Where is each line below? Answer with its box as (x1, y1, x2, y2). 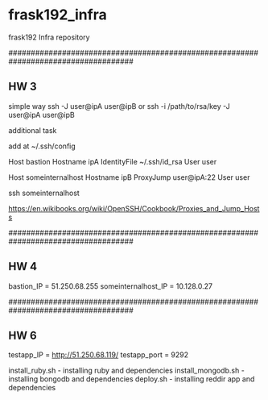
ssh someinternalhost (8, 188, 80, 198)
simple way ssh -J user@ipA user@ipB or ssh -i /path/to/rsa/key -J (8, 101, 231, 110)
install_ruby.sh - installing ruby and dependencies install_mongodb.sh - (8, 365, 245, 376)
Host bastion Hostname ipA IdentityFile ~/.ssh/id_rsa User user (8, 156, 217, 166)
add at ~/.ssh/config (8, 141, 76, 151)
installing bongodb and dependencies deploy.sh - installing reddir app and (8, 374, 255, 384)
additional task (8, 125, 57, 135)
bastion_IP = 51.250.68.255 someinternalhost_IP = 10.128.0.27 (8, 281, 213, 291)
